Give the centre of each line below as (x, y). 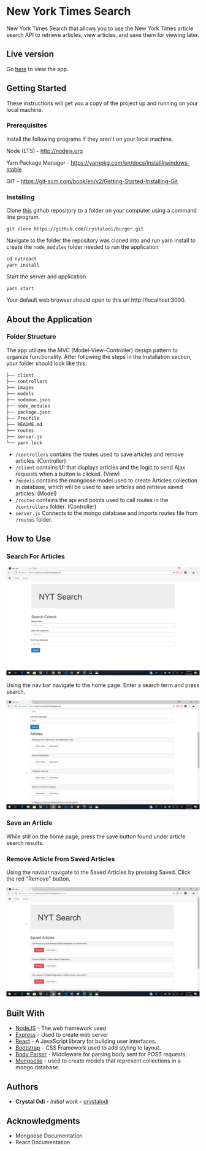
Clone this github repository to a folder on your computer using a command (102, 211)
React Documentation (43, 1142)
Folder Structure (31, 337)
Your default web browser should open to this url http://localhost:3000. (96, 300)
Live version (30, 54)
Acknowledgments (44, 1121)
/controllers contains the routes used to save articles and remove (99, 454)
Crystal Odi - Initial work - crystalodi (62, 1102)
